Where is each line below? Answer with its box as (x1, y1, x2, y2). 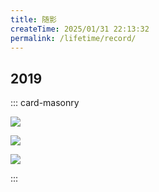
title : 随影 (10, 14, 57, 25)
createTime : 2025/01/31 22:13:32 (10, 24, 150, 34)
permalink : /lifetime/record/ (10, 33, 137, 43)
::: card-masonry (10, 97, 80, 109)
